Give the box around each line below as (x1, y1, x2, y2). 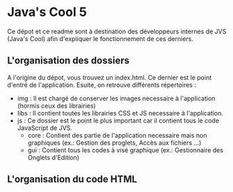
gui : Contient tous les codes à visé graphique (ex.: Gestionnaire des (27, 145, 224, 154)
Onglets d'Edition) (27, 153, 80, 161)
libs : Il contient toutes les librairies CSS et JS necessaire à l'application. (17, 109, 224, 117)
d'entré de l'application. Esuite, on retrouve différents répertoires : (7, 81, 197, 89)
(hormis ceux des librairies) (17, 102, 96, 110)
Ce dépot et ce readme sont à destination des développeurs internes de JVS (7, 27, 227, 35)
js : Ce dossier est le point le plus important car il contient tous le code (17, 116, 220, 125)
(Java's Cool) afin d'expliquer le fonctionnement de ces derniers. (7, 34, 193, 42)
